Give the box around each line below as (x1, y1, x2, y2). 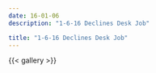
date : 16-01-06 (8, 11, 60, 20)
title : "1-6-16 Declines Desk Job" (8, 34, 129, 42)
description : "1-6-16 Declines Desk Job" (8, 19, 150, 27)
